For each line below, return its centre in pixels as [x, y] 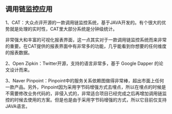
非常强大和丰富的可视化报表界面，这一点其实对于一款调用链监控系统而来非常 [86, 39]
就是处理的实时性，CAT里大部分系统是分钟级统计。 [63, 29]
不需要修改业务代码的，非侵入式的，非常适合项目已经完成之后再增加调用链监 [86, 93]
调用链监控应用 [29, 9]
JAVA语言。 [18, 106]
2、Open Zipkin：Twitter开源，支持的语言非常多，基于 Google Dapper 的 [82, 63]
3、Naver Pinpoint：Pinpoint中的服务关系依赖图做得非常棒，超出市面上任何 [85, 80]
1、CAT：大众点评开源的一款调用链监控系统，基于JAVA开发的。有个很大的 [83, 22]
